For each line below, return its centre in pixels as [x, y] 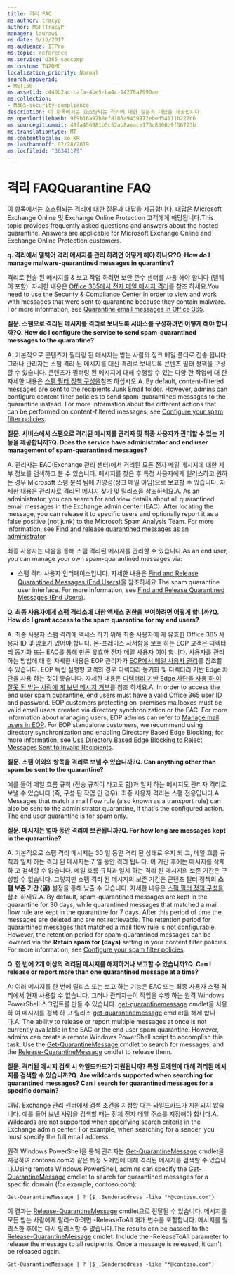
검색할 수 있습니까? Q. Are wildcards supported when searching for [116, 1075]
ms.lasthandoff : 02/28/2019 [48, 145]
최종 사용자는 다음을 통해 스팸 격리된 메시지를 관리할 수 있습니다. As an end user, [117, 551]
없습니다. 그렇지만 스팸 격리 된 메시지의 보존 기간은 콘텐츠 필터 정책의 [122, 879]
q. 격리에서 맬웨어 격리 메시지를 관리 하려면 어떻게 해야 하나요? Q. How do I [109, 255]
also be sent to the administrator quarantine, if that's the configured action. [116, 808]
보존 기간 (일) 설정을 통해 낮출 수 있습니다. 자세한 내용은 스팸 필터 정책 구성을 [119, 888]
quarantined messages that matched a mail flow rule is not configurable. [112, 927]
